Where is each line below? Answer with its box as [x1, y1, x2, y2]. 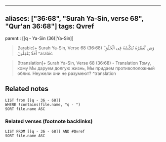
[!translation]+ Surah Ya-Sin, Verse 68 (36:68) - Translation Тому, [17, 60, 151, 66]
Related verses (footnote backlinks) [5, 118, 93, 125]
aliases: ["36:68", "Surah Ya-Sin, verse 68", [5, 14, 144, 23]
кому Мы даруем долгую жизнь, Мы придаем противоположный [17, 65, 155, 71]
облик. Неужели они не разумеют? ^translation [17, 70, 116, 76]
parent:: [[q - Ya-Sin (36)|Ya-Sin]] [5, 35, 74, 41]
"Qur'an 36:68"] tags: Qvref [5, 22, 94, 31]
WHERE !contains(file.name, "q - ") [5, 102, 81, 107]
